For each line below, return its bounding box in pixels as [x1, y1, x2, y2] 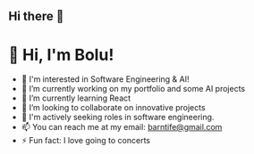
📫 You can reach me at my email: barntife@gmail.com [21, 122, 223, 133]
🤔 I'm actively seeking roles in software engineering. [21, 112, 215, 123]
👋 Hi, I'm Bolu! [8, 45, 114, 65]
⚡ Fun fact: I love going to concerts [21, 135, 151, 146]
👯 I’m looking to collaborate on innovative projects [21, 102, 207, 113]
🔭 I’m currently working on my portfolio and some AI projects [21, 84, 246, 94]
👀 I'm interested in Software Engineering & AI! [21, 74, 190, 85]
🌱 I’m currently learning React [21, 93, 131, 103]
